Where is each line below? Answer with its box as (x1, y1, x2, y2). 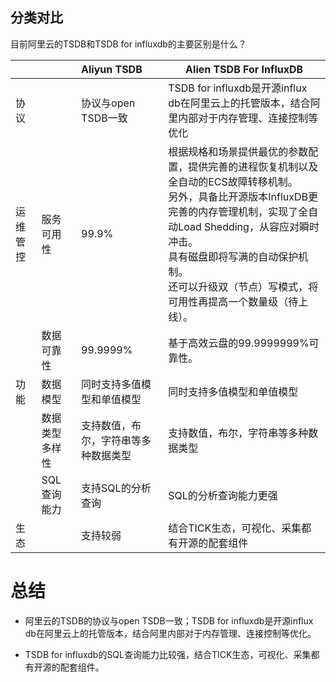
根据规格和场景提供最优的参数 (168, 144, 309, 158)
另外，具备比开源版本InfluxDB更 (168, 189, 318, 203)
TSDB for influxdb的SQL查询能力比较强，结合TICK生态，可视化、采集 (24, 648, 312, 660)
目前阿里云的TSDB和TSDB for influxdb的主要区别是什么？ (10, 38, 247, 50)
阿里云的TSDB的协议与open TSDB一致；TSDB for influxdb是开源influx (24, 614, 314, 627)
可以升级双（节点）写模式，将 (178, 279, 319, 293)
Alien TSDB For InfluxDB (185, 62, 304, 76)
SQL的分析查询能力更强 (168, 488, 278, 502)
